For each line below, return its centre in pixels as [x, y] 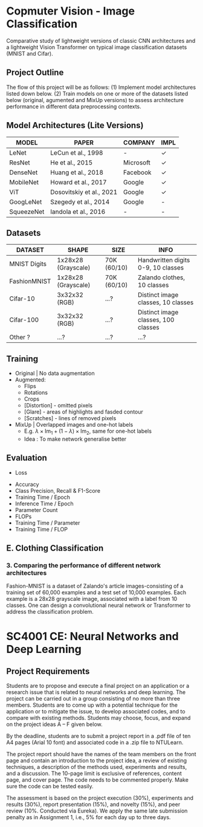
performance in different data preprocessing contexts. [74, 106]
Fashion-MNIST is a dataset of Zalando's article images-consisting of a [95, 586]
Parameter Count [36, 510]
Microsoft [137, 163]
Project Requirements [48, 671]
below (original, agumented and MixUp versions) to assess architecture [95, 100]
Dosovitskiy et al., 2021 [84, 192]
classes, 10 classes [166, 302]
